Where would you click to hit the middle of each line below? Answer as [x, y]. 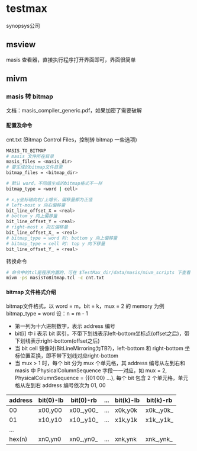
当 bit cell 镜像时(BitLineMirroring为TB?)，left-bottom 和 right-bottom [99, 349]
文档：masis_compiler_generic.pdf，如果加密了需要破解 [74, 111]
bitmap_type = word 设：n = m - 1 [47, 314]
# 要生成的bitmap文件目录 [35, 167]
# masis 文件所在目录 [30, 156]
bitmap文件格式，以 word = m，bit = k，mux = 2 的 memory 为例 [85, 306]
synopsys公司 [23, 25]
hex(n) [18, 439]
